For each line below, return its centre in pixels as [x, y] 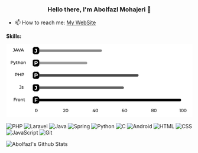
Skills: [14, 36]
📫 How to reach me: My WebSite [55, 22]
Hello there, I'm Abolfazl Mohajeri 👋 [99, 9]
